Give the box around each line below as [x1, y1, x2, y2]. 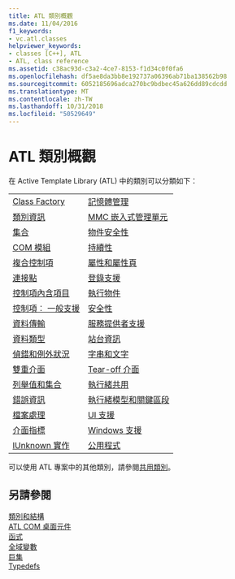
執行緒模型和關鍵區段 [88, 394, 170, 405]
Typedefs [8, 561, 41, 571]
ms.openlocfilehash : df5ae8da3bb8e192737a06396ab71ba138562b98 [8, 72, 228, 80]
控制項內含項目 [12, 287, 71, 299]
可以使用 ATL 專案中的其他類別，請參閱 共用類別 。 [8, 462, 176, 472]
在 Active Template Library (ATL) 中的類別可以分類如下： [8, 175, 198, 185]
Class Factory [12, 196, 65, 207]
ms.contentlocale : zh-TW [8, 95, 93, 103]
